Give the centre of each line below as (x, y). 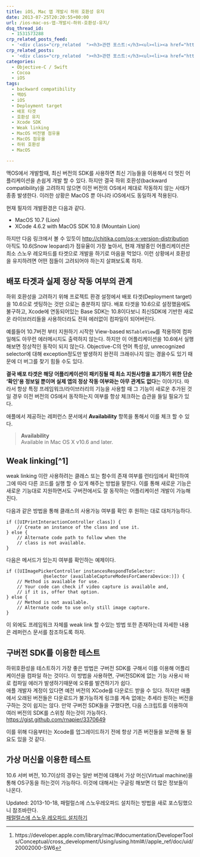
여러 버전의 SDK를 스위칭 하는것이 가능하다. (57, 712)
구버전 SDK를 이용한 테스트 (53, 653)
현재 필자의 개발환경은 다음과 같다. (46, 208)
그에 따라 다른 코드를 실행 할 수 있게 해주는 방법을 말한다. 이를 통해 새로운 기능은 (99, 483)
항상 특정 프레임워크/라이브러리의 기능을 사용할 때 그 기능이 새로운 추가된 (101, 389)
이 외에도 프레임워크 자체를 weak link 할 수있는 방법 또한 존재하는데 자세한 (92, 625)
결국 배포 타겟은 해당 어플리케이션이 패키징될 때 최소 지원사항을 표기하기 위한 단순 (99, 374)
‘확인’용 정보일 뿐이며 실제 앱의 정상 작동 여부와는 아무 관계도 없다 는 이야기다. (95, 381)
